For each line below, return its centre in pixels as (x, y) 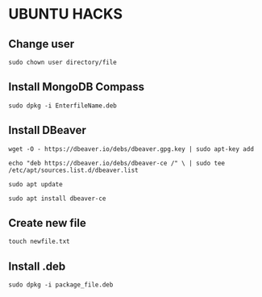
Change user (42, 44)
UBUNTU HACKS (66, 14)
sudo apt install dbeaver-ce (57, 199)
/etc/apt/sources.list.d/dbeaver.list (73, 170)
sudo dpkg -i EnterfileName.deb (62, 106)
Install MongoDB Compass (77, 87)
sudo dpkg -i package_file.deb (61, 285)
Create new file (47, 223)
